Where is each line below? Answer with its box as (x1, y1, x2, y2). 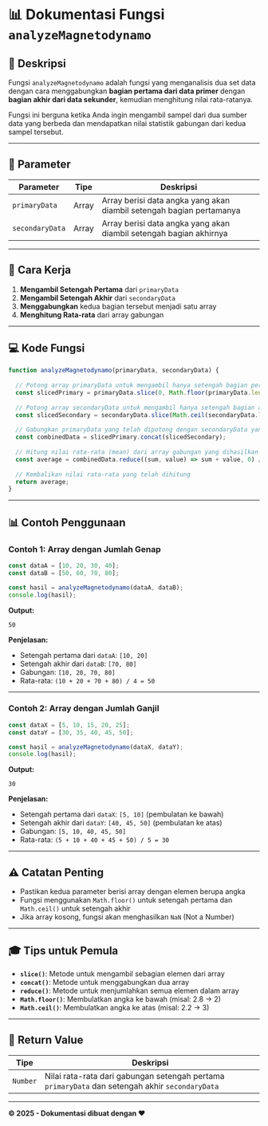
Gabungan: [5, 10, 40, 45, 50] (19, 826, 126, 837)
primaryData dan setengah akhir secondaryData (45, 1081, 219, 1092)
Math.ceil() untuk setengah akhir (19, 904, 132, 913)
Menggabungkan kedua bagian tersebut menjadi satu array (19, 301, 217, 311)
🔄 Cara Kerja (8, 263, 72, 277)
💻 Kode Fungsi (8, 341, 85, 355)
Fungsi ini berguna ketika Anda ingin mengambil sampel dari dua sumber (8, 110, 247, 120)
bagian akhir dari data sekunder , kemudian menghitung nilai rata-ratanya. (8, 95, 254, 104)
